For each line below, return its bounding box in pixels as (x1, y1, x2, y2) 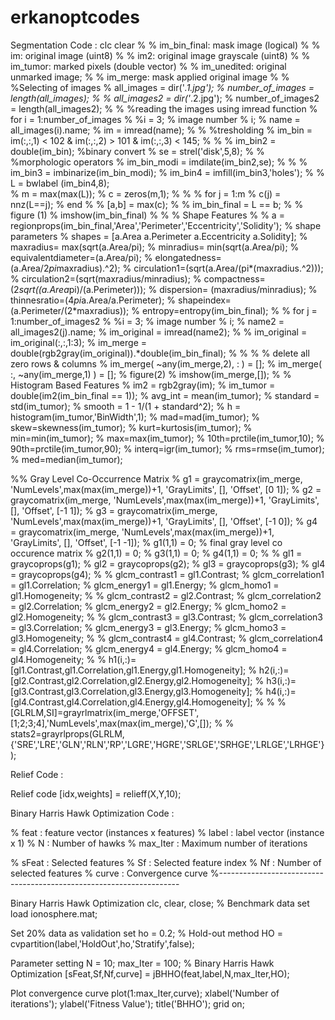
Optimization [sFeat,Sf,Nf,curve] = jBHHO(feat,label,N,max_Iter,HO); (10, 967, 290, 980)
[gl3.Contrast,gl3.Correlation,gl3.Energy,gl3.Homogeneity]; (10, 685, 253, 697)
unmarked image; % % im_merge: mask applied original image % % (10, 71, 290, 83)
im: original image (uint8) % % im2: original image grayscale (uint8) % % (10, 49, 311, 61)
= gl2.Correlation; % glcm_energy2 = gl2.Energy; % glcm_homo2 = (10, 600, 287, 612)
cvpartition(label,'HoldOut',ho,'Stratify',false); (10, 937, 195, 950)
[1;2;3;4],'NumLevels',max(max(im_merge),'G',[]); (10, 717, 212, 729)
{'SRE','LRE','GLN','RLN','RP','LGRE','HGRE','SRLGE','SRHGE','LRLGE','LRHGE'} (10, 738, 325, 750)
